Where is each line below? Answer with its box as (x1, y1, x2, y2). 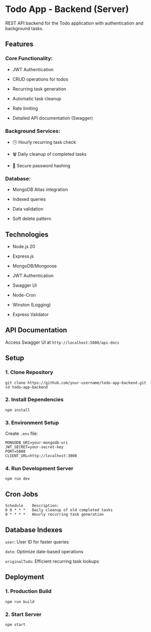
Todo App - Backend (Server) (5, 4, 129, 15)
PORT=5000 (5, 449, 26, 454)
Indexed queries (12, 196, 46, 202)
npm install (5, 407, 30, 412)
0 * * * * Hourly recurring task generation (5, 512, 104, 517)
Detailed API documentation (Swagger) (12, 115, 93, 121)
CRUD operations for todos (12, 76, 68, 82)
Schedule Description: (5, 503, 59, 508)
